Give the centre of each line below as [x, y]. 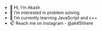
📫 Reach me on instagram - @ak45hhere [51, 23]
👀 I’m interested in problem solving [44, 13]
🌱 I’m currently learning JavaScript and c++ [53, 18]
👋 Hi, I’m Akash [25, 8]
